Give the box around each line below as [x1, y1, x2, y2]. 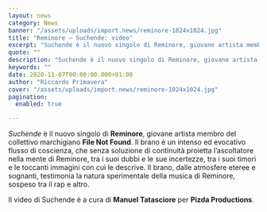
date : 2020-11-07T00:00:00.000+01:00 [8, 71, 133, 79]
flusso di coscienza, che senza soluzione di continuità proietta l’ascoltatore [8, 146, 254, 156]
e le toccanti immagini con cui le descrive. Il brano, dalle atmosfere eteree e [8, 163, 256, 172]
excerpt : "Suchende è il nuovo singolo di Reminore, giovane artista [8, 41, 244, 49]
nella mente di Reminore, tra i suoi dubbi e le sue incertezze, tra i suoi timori [8, 154, 257, 164]
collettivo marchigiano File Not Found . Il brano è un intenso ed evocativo [8, 137, 246, 147]
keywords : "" [8, 64, 52, 71]
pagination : [8, 93, 48, 101]
